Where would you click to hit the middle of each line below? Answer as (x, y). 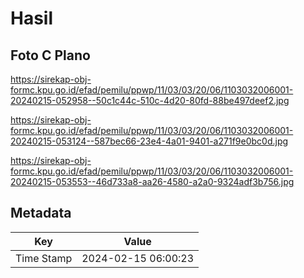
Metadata (41, 213)
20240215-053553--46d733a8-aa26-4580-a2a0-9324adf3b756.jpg (152, 181)
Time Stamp (44, 258)
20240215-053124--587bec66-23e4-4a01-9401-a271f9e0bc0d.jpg (149, 141)
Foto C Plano (50, 55)
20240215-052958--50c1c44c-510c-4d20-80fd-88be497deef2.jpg (150, 100)
